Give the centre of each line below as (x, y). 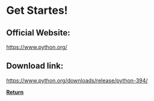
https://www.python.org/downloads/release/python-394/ (77, 80)
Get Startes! (37, 11)
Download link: (35, 66)
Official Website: (38, 33)
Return (15, 92)
